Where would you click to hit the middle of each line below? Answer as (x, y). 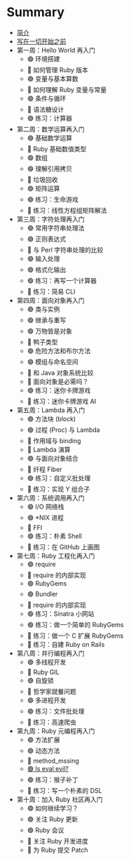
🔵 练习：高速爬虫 (51, 722)
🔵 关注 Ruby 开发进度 (58, 841)
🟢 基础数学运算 (50, 138)
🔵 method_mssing (53, 761)
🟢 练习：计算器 (50, 118)
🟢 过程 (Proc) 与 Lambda (63, 430)
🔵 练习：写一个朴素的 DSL (64, 790)
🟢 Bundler (42, 593)
